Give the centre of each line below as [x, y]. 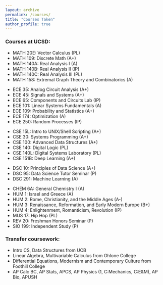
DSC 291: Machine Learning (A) [45, 179]
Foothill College [29, 266]
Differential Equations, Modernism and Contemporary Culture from [82, 261]
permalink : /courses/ [28, 15]
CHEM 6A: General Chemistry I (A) [48, 188]
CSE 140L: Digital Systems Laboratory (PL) [57, 153]
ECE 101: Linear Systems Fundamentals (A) [57, 105]
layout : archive [22, 10]
